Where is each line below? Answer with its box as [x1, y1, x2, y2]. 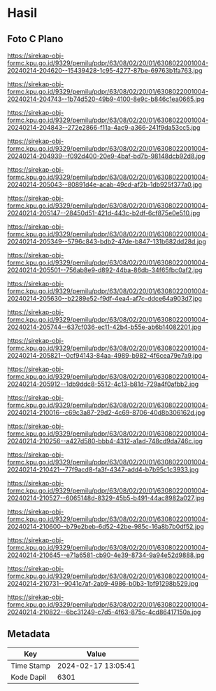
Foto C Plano [7, 33, 64, 45]
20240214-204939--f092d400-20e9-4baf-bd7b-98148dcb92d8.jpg [7, 152, 206, 160]
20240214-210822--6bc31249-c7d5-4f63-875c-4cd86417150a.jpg [7, 608, 201, 616]
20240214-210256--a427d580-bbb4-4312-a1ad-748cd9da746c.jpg [7, 437, 203, 445]
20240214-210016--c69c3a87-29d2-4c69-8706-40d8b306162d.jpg [7, 408, 206, 417]
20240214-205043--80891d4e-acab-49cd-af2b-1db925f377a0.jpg [7, 180, 203, 189]
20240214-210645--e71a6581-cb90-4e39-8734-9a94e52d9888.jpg [7, 551, 205, 559]
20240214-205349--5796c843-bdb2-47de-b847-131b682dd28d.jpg [7, 237, 206, 246]
